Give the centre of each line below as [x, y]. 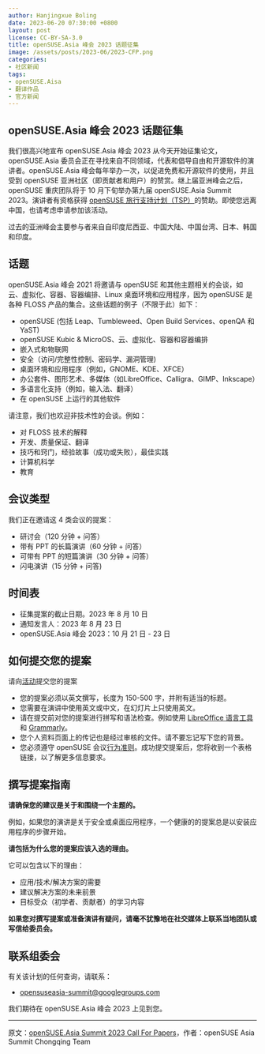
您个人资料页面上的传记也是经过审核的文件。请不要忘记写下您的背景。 [134, 738]
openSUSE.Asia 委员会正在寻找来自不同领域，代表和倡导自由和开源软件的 [128, 161]
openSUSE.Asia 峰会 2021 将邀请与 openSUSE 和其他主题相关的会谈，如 [126, 284]
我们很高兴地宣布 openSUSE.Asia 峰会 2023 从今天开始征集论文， [115, 151]
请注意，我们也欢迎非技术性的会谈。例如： [77, 415]
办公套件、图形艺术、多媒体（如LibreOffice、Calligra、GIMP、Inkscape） [139, 378]
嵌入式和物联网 [44, 349]
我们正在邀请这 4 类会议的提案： [61, 519]
